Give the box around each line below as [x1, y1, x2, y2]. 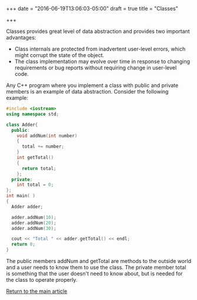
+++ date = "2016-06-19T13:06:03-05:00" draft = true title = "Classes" [6, 5, 178, 12]
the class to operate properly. [6, 276, 78, 283]
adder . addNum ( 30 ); [11, 225, 57, 231]
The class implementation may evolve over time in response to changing [14, 58, 190, 65]
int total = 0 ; [16, 182, 54, 188]
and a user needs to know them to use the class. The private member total [6, 264, 186, 271]
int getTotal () [16, 155, 54, 161]
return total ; [21, 165, 57, 171]
